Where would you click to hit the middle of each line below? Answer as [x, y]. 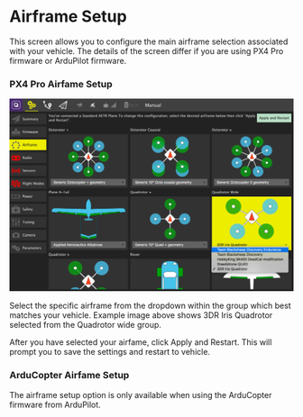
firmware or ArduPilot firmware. [68, 60]
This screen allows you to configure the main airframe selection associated [149, 41]
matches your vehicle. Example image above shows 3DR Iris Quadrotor [141, 315]
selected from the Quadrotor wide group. [86, 325]
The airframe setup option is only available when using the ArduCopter [141, 394]
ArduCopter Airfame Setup [69, 376]
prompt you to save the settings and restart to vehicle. [110, 352]
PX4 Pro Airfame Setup [61, 84]
